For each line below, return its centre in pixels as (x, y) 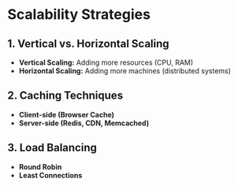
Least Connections (50, 175)
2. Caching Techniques (65, 96)
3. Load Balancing (52, 148)
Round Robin (40, 166)
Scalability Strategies (79, 15)
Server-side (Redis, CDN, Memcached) (84, 123)
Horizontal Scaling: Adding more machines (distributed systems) (125, 71)
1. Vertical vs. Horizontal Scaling (89, 44)
